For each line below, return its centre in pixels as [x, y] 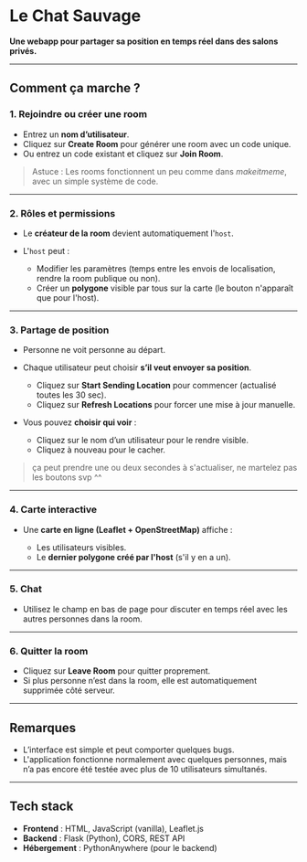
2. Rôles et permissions [63, 213]
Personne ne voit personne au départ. [94, 350]
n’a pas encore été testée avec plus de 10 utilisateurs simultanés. [145, 769]
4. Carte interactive [53, 510]
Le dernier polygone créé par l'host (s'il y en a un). [133, 557]
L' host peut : [46, 250]
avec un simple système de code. [95, 181]
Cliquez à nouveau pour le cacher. [101, 450]
